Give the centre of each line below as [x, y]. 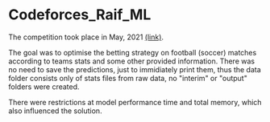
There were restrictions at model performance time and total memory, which [135, 102]
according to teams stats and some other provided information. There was [132, 61]
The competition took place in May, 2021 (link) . [86, 37]
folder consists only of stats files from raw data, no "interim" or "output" [128, 78]
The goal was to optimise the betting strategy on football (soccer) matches [133, 52]
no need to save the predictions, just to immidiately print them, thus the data [135, 69]
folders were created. [44, 87]
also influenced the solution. [55, 111]
